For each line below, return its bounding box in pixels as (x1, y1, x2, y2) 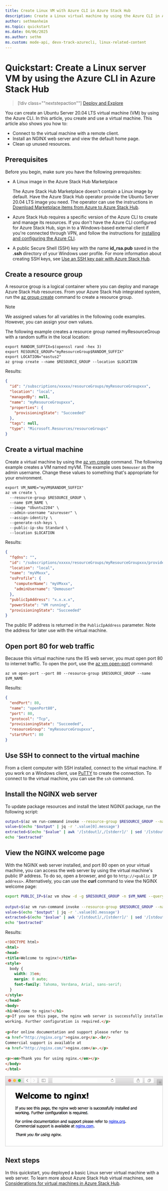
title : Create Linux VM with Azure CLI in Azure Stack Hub (5, 8, 131, 13)
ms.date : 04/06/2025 (5, 29, 48, 35)
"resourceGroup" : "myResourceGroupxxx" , (9, 727, 95, 732)
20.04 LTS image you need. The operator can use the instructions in (12, 199, 153, 205)
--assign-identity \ (9, 515, 52, 520)
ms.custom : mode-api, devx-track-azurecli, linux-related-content (5, 40, 146, 45)
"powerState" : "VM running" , (9, 603, 70, 608)
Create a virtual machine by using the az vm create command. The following (5, 458, 162, 464)
